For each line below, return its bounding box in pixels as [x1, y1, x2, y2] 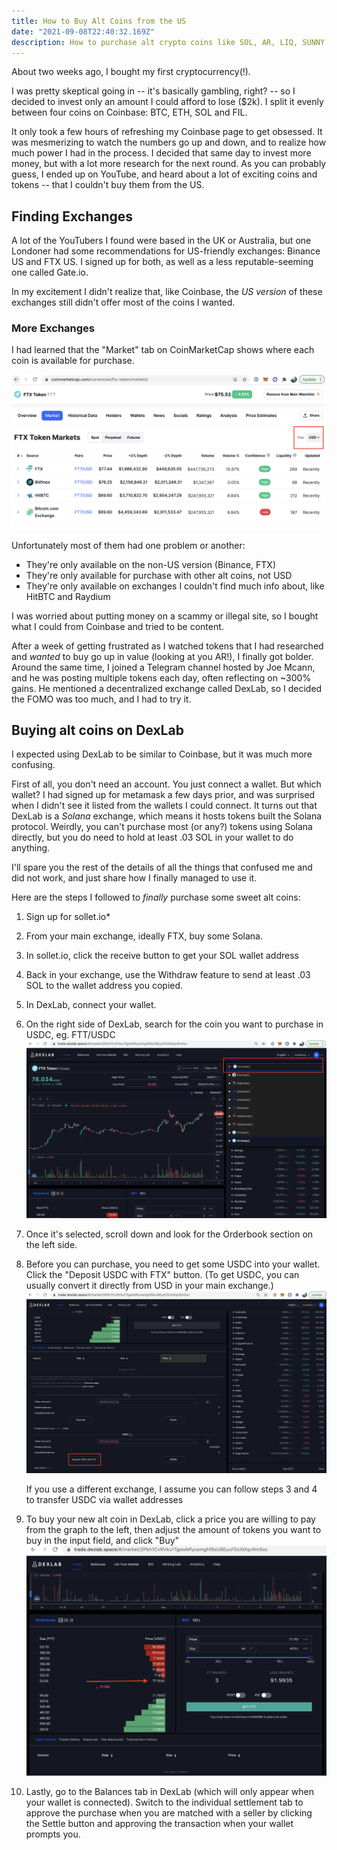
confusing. [11, 759, 56, 771]
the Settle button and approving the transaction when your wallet [25, 1817, 294, 1829]
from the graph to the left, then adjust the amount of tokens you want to [25, 1523, 322, 1535]
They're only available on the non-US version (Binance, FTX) [25, 558, 276, 570]
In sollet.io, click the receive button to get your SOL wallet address [25, 950, 299, 962]
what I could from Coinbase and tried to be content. [11, 620, 224, 632]
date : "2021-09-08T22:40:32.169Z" [11, 26, 156, 37]
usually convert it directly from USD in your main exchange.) [25, 1279, 274, 1291]
